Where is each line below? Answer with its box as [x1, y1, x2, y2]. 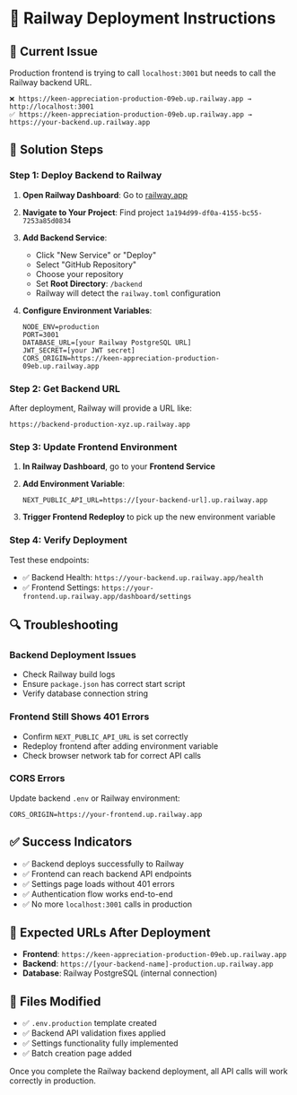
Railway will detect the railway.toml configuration [35, 287, 222, 299]
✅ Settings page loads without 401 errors [22, 878, 175, 889]
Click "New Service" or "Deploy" [35, 249, 157, 260]
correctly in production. [9, 1075, 97, 1086]
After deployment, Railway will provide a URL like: [9, 403, 193, 413]
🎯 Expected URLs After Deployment [9, 926, 211, 941]
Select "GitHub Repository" [35, 259, 137, 270]
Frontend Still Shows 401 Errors [9, 710, 150, 723]
